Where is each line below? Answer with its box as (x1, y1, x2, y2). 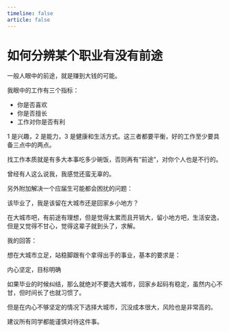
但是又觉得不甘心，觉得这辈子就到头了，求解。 (7, 222, 139, 230)
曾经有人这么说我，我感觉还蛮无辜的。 (7, 170, 115, 178)
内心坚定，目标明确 (7, 266, 62, 274)
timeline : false (7, 10, 53, 17)
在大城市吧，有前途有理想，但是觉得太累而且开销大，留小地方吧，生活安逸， (7, 213, 223, 222)
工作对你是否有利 (16, 117, 66, 126)
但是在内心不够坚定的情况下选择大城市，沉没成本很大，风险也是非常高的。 (7, 303, 217, 312)
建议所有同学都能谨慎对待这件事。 (7, 318, 103, 326)
